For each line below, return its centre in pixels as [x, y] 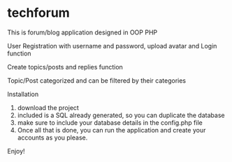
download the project [48, 107]
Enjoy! [16, 151]
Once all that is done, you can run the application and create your [111, 130]
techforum [38, 13]
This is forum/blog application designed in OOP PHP [82, 32]
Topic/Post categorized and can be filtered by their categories [97, 80]
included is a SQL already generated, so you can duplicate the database [121, 115]
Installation [23, 94]
